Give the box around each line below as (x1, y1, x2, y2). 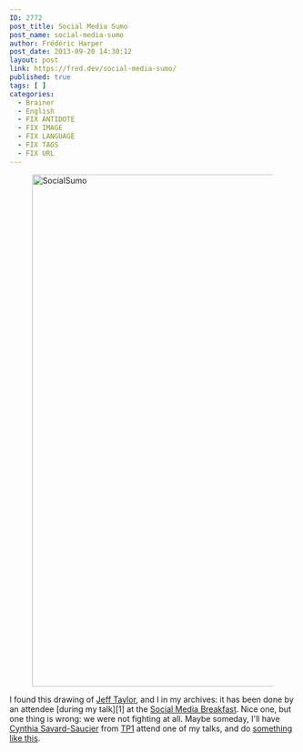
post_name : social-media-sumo (9, 30, 125, 39)
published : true (9, 73, 71, 82)
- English (17, 107, 55, 116)
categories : (9, 89, 55, 98)
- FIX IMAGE (17, 124, 64, 133)
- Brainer (17, 97, 55, 107)
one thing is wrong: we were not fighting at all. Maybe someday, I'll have (9, 713, 280, 724)
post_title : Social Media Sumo (9, 22, 128, 31)
